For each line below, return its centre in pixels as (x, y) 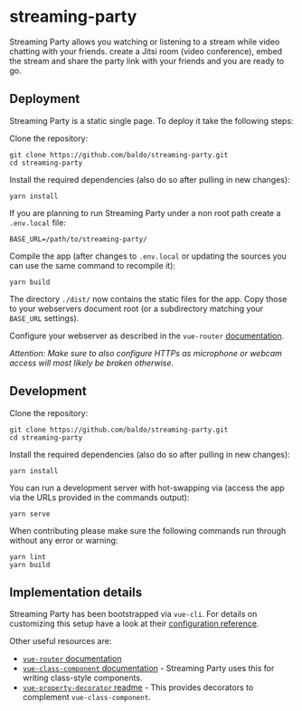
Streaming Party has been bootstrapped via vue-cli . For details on (133, 614)
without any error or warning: (64, 540)
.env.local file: (38, 223)
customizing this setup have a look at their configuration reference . (134, 624)
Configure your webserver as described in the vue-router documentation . (147, 336)
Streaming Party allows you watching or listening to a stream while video (145, 42)
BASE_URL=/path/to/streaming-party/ (78, 239)
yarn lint (28, 557)
